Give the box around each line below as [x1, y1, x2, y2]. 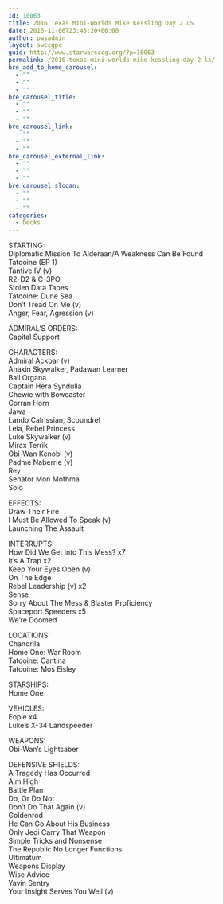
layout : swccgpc [8, 41, 62, 49]
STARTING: [8, 240, 45, 251]
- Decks [15, 219, 41, 227]
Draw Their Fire [8, 507, 60, 516]
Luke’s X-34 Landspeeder [8, 721, 93, 731]
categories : [8, 212, 48, 220]
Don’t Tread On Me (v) [8, 300, 82, 310]
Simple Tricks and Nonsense [8, 836, 102, 846]
